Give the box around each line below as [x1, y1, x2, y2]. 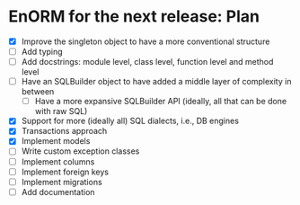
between [21, 86, 55, 97]
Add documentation [21, 186, 95, 197]
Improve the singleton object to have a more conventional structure [21, 36, 270, 47]
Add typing [21, 47, 64, 57]
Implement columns [21, 156, 95, 167]
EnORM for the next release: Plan [8, 6, 260, 27]
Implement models [21, 136, 91, 147]
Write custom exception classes [21, 146, 140, 156]
